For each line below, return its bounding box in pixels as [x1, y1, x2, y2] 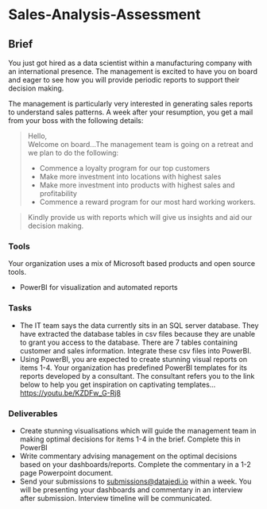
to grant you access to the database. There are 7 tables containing [19, 337, 238, 347]
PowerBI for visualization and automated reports [19, 283, 178, 292]
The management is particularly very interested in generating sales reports [8, 99, 253, 108]
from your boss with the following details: [8, 116, 144, 125]
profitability [39, 189, 78, 198]
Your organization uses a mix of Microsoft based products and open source [8, 259, 256, 268]
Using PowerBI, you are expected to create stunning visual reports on [19, 354, 248, 364]
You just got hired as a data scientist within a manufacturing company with [8, 58, 253, 67]
